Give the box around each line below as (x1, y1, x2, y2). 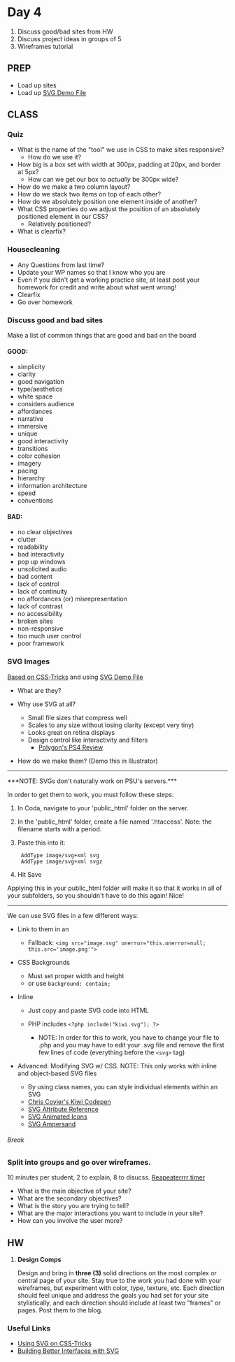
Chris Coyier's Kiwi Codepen (27, 1097, 111, 1105)
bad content (17, 573, 52, 581)
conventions (17, 496, 54, 505)
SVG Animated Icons (27, 1112, 87, 1121)
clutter (17, 536, 36, 544)
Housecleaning (7, 245, 60, 255)
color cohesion (17, 452, 61, 460)
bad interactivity (17, 550, 65, 559)
